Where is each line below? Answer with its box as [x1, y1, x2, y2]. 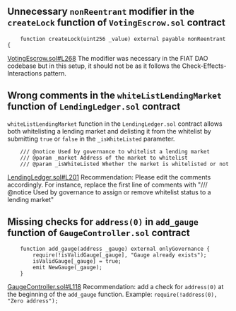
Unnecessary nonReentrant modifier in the [7, 6, 195, 18]
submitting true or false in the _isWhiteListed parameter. [7, 134, 175, 143]
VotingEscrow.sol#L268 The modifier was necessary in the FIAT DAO [7, 54, 208, 62]
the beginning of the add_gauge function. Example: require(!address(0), [7, 290, 218, 299]
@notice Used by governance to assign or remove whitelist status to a [7, 187, 211, 196]
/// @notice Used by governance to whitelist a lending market [20, 148, 211, 155]
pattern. [43, 69, 67, 77]
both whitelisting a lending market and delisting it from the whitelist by [7, 127, 212, 135]
